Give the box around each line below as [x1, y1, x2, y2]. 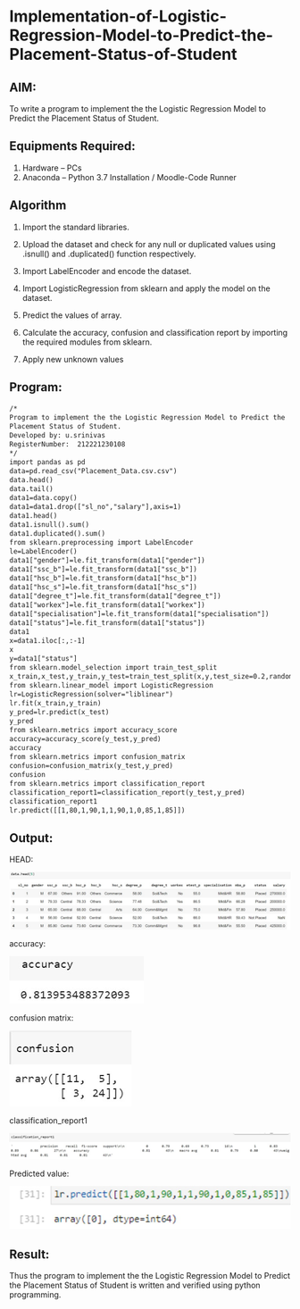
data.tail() [9, 485, 54, 494]
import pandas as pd [9, 458, 87, 467]
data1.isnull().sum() [9, 521, 90, 529]
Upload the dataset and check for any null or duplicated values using [21, 238, 276, 249]
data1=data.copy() [9, 494, 78, 503]
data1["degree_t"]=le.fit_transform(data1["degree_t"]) [9, 592, 221, 601]
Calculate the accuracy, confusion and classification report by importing [21, 327, 288, 338]
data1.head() [9, 512, 58, 521]
